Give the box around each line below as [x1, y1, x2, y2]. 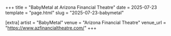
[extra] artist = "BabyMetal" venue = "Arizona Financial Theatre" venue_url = [5, 20, 166, 25]
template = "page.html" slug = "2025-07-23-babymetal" [5, 10, 124, 16]
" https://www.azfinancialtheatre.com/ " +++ [5, 25, 97, 31]
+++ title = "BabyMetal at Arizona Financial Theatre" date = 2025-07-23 [5, 5, 157, 10]
